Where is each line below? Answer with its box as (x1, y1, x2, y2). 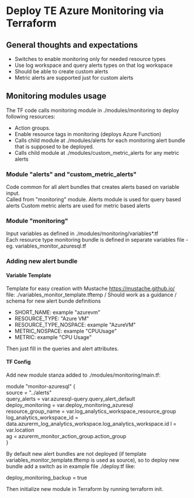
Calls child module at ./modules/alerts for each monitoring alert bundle (14, 137, 186, 144)
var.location (6, 426, 35, 433)
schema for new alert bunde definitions (6, 297, 101, 304)
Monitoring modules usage (6, 91, 107, 101)
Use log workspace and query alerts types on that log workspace (14, 62, 173, 69)
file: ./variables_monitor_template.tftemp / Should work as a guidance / (6, 291, 177, 298)
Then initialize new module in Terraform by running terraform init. (6, 485, 164, 492)
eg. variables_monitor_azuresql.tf (6, 242, 87, 250)
